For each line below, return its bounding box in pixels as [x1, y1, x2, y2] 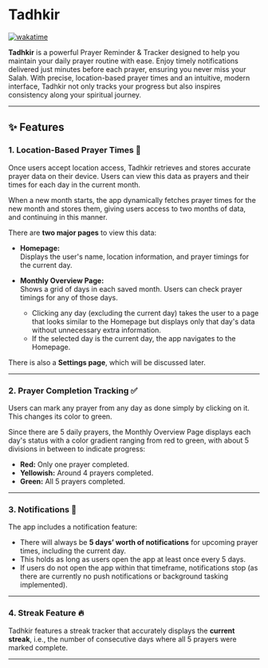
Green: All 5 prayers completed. [19, 476, 126, 486]
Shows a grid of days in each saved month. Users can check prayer [19, 284, 243, 293]
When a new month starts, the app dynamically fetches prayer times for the [8, 195, 257, 205]
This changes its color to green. [8, 412, 113, 421]
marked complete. [8, 642, 69, 652]
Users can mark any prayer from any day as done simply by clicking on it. [8, 403, 250, 412]
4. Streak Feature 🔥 [8, 607, 85, 618]
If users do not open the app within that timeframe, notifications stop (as [19, 563, 258, 573]
